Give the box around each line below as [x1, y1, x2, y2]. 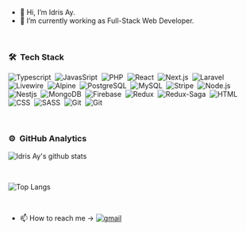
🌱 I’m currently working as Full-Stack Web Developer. [19, 16, 194, 25]
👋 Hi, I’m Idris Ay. [19, 8, 75, 17]
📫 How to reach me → [19, 213, 94, 222]
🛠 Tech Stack [8, 52, 65, 63]
